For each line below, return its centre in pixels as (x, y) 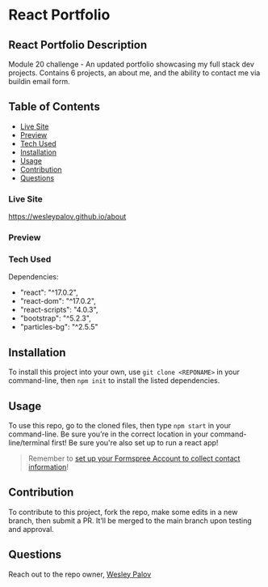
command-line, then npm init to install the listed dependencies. (114, 381)
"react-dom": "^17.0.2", (58, 301)
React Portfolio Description (78, 45)
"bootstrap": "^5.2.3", (55, 318)
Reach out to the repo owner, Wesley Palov (80, 574)
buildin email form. (39, 81)
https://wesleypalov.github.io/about (67, 217)
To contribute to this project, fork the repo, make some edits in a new (123, 512)
